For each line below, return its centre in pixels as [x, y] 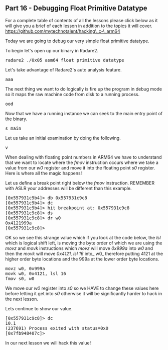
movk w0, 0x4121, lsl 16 [36, 273]
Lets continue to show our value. [39, 308]
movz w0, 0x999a [25, 268]
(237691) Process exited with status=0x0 [57, 328]
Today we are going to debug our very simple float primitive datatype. [77, 41]
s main [13, 128]
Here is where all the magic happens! [44, 173]
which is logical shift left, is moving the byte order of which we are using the [84, 243]
